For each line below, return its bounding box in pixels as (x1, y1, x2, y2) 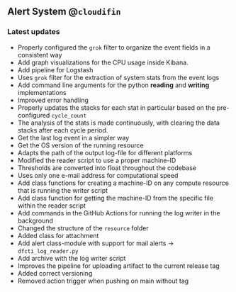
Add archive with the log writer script (17, 254, 126, 262)
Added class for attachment (17, 231, 99, 240)
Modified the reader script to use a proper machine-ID (17, 156, 176, 164)
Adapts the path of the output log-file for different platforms (17, 148, 193, 157)
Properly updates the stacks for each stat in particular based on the (17, 103, 215, 112)
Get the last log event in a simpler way (17, 133, 130, 142)
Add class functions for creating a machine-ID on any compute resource (17, 179, 229, 187)
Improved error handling (17, 96, 89, 104)
